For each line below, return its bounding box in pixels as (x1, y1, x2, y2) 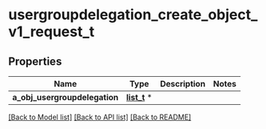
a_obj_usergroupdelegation (12, 92, 119, 103)
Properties (8, 54, 62, 68)
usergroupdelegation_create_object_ (8, 6, 258, 24)
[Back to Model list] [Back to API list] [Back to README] (8, 112, 192, 122)
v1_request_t (8, 22, 95, 41)
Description (159, 79, 206, 89)
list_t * (126, 92, 153, 103)
